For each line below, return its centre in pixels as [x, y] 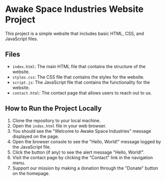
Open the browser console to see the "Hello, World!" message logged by [86, 141]
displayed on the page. [36, 136]
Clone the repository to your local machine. [56, 120]
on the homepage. [31, 173]
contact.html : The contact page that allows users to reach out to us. [82, 92]
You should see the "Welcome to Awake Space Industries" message [82, 131]
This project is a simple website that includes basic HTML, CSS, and [75, 33]
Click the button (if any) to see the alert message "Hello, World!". [78, 152]
